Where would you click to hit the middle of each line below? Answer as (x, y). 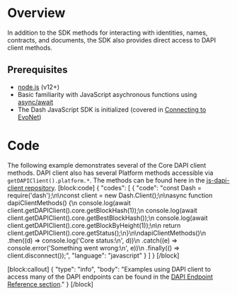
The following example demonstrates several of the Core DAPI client (107, 165)
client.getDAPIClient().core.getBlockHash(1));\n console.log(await (103, 210)
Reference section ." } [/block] (51, 284)
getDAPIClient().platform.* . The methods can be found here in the (106, 180)
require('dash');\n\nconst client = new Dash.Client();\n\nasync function (110, 195)
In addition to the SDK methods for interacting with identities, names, (108, 33)
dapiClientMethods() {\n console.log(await (69, 202)
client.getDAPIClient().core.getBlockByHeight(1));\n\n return (94, 225)
